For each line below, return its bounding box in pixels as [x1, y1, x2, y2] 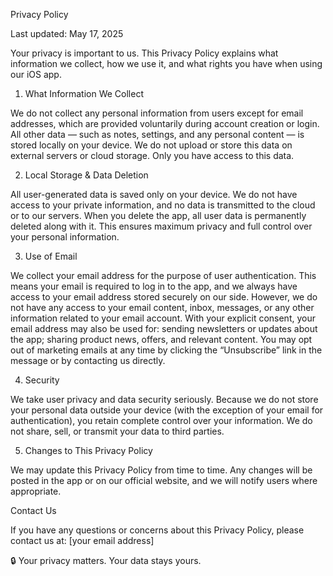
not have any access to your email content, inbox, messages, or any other [10, 302, 315, 313]
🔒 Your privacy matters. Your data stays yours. [10, 555, 202, 566]
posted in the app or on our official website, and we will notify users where [10, 475, 318, 486]
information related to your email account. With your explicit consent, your [10, 312, 316, 324]
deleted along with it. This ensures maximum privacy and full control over [10, 220, 313, 232]
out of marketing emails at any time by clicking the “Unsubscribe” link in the [10, 344, 323, 356]
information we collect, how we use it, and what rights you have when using [10, 58, 323, 69]
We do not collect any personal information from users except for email [10, 107, 304, 119]
